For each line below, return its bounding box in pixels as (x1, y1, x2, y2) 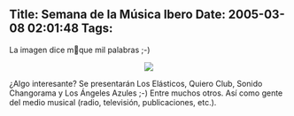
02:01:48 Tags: (27, 21, 113, 36)
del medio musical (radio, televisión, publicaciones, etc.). (9, 97, 217, 107)
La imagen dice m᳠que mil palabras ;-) (9, 44, 151, 55)
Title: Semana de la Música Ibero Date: (9, 7, 226, 22)
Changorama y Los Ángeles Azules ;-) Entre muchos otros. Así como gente (9, 88, 283, 98)
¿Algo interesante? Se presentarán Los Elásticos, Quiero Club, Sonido (9, 78, 263, 89)
